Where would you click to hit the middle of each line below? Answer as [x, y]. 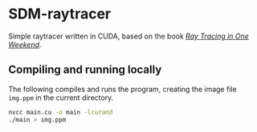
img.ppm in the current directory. [61, 98]
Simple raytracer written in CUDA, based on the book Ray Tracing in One [128, 36]
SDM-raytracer [59, 14]
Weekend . [25, 44]
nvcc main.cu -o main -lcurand [61, 112]
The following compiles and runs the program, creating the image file [122, 89]
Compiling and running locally [85, 70]
